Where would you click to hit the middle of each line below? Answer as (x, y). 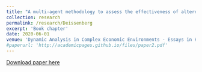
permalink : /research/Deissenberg (50, 23)
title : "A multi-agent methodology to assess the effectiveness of (93, 12)
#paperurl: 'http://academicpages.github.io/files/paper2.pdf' (87, 46)
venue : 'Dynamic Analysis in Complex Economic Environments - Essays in (99, 40)
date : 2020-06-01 (28, 34)
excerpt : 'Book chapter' (37, 28)
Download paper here (33, 62)
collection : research (33, 17)
